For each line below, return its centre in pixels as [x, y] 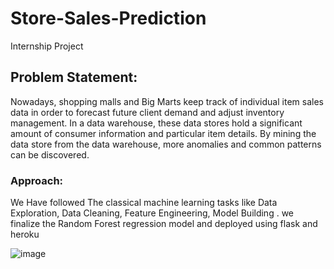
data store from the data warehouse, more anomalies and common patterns [166, 144]
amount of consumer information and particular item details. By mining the [163, 133]
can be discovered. [50, 154]
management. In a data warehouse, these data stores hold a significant [156, 123]
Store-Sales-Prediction [108, 18]
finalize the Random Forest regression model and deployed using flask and [164, 224]
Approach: [37, 180]
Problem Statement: [74, 77]
